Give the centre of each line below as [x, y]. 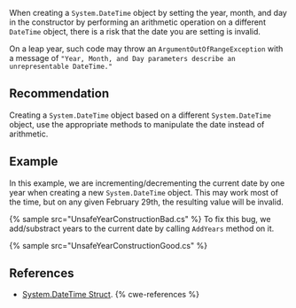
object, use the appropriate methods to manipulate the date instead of [137, 124]
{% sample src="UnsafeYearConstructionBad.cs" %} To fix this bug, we [140, 219]
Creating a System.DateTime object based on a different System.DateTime [140, 115]
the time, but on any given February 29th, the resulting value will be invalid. [146, 202]
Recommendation [59, 93]
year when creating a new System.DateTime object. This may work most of [144, 192]
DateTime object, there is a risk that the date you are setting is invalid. [135, 31]
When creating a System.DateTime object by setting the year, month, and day [148, 13]
